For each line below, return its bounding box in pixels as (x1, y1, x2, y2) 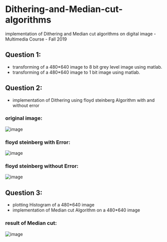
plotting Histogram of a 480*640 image (12, 202, 95, 208)
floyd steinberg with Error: (5, 139, 70, 146)
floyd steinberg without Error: (5, 163, 79, 170)
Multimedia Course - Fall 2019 (5, 36, 67, 42)
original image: (5, 115, 42, 122)
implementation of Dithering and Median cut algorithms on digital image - (5, 31, 156, 37)
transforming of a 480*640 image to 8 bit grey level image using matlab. (12, 64, 162, 70)
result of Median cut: (5, 219, 57, 226)
